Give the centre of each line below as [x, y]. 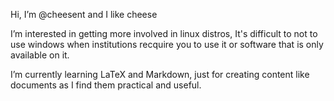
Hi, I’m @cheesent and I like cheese [84, 14]
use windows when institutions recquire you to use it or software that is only [167, 44]
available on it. [40, 55]
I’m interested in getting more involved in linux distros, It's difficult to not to [164, 33]
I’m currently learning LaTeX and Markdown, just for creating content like [160, 74]
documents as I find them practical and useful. [106, 85]
